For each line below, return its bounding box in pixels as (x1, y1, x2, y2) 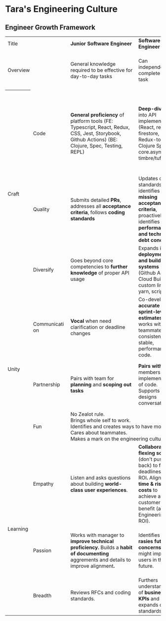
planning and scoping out (70, 381, 132, 388)
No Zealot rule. (70, 411, 105, 418)
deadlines (138, 468, 162, 475)
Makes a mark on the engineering (70, 435, 148, 442)
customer (138, 499, 161, 505)
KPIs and (138, 595, 160, 602)
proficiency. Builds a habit (70, 544, 132, 551)
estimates (138, 314, 163, 321)
